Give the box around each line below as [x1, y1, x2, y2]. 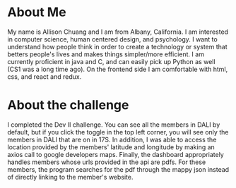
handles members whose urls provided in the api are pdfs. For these [7, 158, 206, 166]
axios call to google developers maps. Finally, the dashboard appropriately [7, 150, 224, 158]
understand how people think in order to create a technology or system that [7, 42, 228, 51]
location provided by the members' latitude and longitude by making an [7, 142, 216, 151]
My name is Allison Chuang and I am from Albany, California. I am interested [7, 27, 228, 36]
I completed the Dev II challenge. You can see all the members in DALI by [7, 120, 220, 129]
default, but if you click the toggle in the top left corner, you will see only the [7, 127, 229, 136]
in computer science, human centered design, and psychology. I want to [7, 35, 218, 43]
